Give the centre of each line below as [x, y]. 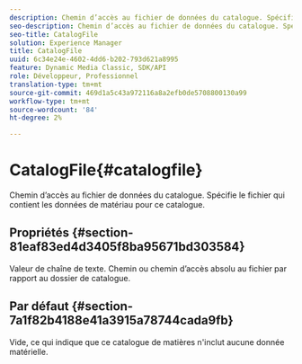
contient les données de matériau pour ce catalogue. [107, 205]
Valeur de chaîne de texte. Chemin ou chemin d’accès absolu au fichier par [148, 268]
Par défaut [39, 306]
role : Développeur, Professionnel [74, 76]
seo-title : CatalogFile [54, 34]
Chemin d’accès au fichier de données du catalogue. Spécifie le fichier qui [147, 195]
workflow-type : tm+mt [50, 101]
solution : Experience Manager [66, 43]
